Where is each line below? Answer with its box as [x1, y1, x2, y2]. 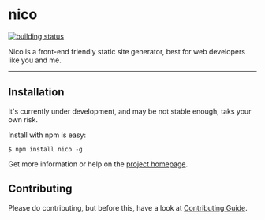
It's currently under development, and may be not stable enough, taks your [8, 106, 252, 116]
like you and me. [8, 55, 62, 65]
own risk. [8, 114, 38, 124]
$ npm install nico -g [8, 145, 83, 153]
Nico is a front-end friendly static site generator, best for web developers [8, 47, 246, 56]
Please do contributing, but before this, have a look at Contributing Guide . [8, 203, 248, 212]
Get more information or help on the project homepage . [8, 159, 188, 169]
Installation [8, 85, 65, 99]
